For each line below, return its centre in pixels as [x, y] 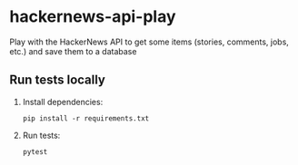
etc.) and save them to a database [73, 51]
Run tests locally [58, 80]
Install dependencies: [63, 102]
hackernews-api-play [93, 17]
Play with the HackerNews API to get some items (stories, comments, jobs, [149, 42]
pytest [35, 151]
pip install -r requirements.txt [86, 118]
